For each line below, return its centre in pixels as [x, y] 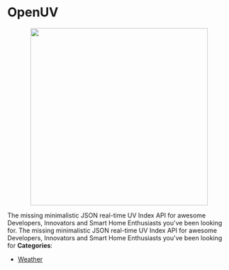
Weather [30, 259]
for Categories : [30, 245]
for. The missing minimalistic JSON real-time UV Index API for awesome [112, 230]
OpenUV [33, 12]
